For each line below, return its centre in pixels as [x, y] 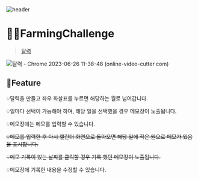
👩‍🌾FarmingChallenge [60, 34]
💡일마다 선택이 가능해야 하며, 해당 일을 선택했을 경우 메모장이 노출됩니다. [91, 111]
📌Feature [23, 83]
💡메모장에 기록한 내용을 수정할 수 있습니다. [56, 169]
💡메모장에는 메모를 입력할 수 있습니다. [51, 124]
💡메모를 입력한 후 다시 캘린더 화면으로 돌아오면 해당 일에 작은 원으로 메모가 [94, 136]
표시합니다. [26, 144]
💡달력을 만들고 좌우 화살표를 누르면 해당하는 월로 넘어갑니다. [77, 98]
